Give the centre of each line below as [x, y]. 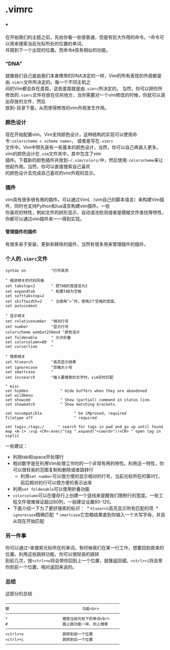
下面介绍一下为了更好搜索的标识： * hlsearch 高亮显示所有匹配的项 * [85, 508]
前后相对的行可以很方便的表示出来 [56, 482]
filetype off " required [51, 418]
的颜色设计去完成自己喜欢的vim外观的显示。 [52, 173]
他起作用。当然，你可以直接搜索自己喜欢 [48, 167]
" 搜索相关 [15, 356]
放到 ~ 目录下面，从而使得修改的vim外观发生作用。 [57, 108]
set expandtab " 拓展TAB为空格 [43, 291]
